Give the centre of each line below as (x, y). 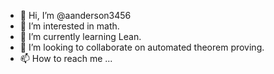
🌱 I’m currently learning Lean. (80, 36)
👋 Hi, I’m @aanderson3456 (75, 15)
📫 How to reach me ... (66, 58)
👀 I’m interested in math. (69, 26)
